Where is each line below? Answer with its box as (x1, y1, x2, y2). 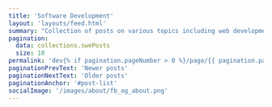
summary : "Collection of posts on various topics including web (8, 27, 230, 35)
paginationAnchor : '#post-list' (8, 79, 117, 87)
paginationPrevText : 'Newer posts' (8, 64, 129, 72)
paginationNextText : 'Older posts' (8, 72, 129, 80)
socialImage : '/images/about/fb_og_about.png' (8, 86, 168, 95)
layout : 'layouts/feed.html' (8, 19, 107, 27)
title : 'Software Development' (8, 11, 114, 20)
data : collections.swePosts (15, 42, 111, 50)
